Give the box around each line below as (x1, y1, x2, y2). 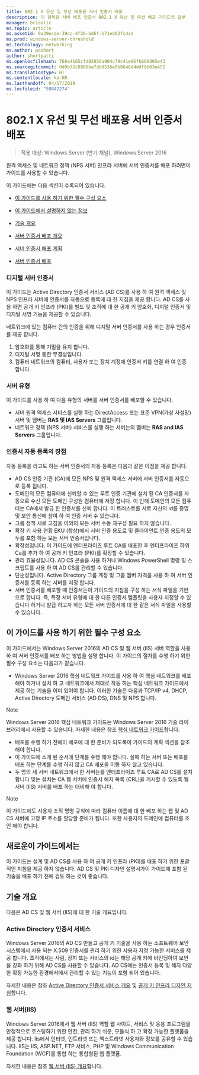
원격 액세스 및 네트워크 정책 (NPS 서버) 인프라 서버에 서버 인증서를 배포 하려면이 (6, 162, 191, 169)
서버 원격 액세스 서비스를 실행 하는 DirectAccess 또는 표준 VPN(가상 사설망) (14, 409, 191, 416)
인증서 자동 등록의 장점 (6, 448, 67, 456)
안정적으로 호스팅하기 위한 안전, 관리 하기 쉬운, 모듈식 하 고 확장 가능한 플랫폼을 (6, 1027, 190, 1035)
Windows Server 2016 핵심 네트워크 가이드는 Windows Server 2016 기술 (6, 718, 178, 725)
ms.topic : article (6, 25, 52, 31)
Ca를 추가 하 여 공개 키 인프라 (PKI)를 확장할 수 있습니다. (14, 549, 146, 556)
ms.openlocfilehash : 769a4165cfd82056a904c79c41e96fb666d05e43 (6, 58, 166, 64)
